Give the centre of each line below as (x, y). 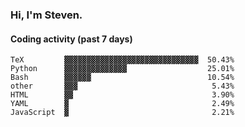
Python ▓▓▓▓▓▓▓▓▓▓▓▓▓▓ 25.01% (122, 69)
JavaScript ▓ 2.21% (122, 113)
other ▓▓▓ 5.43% (122, 86)
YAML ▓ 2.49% (122, 104)
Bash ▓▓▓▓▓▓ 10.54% (122, 78)
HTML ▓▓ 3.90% (122, 95)
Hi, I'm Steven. (46, 15)
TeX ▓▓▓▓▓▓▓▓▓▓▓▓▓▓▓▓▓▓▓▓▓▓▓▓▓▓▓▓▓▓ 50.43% (122, 60)
